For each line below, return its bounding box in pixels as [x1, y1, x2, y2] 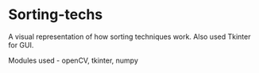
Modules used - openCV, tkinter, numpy [8, 56, 139, 65]
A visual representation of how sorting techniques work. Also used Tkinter [8, 32, 251, 41]
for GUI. [8, 40, 34, 49]
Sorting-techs [8, 6, 103, 24]
